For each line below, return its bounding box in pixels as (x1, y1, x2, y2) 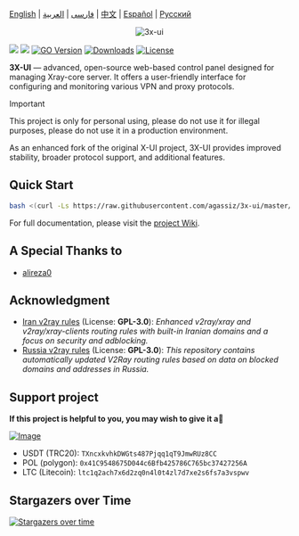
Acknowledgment (9, 293, 110, 308)
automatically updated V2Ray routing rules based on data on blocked (21, 354, 279, 365)
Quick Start (9, 177, 74, 193)
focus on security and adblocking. (21, 335, 149, 346)
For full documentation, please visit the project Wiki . (9, 218, 200, 228)
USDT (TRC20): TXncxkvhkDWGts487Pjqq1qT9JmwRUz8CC (21, 448, 218, 458)
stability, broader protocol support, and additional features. (9, 152, 225, 162)
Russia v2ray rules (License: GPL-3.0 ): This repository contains (21, 345, 255, 356)
